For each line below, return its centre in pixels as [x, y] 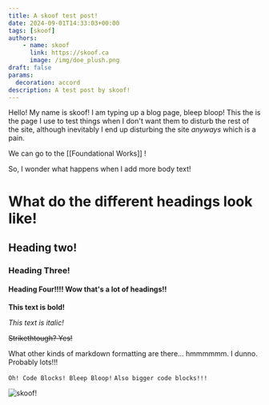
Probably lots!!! [33, 362]
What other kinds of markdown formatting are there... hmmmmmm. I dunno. [133, 354]
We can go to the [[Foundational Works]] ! [77, 153]
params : [21, 75]
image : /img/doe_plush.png [74, 61]
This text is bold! [37, 308]
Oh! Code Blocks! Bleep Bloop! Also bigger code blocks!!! [108, 379]
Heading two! [43, 247]
